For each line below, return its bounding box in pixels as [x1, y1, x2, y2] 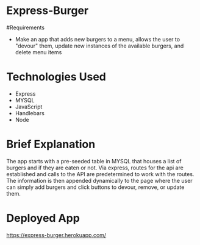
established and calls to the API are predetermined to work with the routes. [6, 170, 195, 177]
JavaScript [15, 103, 43, 110]
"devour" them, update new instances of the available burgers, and [15, 42, 184, 49]
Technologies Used [6, 70, 107, 84]
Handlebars [15, 109, 45, 116]
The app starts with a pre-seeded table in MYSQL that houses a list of [6, 157, 182, 165]
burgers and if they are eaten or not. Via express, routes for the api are [6, 164, 184, 171]
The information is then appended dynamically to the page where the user [6, 177, 193, 184]
